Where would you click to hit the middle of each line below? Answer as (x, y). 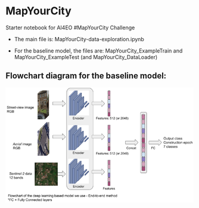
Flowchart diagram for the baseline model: (86, 76)
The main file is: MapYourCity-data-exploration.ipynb (79, 39)
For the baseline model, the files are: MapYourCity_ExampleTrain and (98, 51)
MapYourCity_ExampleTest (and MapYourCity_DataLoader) (86, 57)
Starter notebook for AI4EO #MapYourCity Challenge (70, 27)
